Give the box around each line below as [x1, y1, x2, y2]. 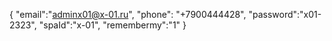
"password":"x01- [248, 9, 322, 20]
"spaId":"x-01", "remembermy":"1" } [38, 19, 187, 31]
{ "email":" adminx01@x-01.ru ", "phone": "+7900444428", [9, 9, 247, 20]
